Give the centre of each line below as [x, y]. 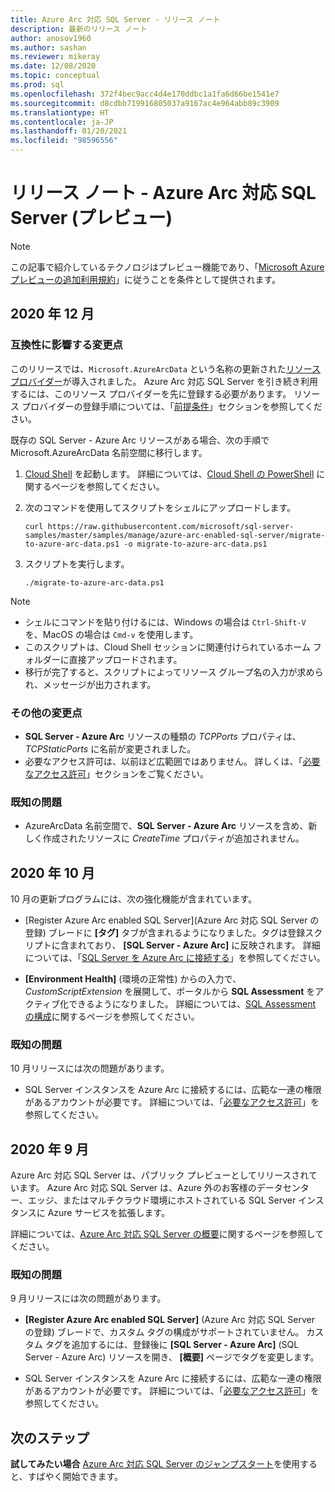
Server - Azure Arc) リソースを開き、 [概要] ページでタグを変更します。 [172, 1357]
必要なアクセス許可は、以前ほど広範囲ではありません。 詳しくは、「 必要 [172, 761]
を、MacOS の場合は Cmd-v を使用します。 [111, 634]
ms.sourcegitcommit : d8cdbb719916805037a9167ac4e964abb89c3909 [145, 103]
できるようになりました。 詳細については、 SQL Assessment [192, 1004]
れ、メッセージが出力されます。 [90, 684]
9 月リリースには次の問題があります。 [88, 1298]
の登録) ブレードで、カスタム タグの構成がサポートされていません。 [164, 1332]
